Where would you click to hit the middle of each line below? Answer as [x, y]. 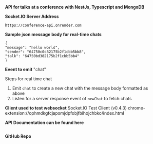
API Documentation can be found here [45, 123]
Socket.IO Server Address [32, 16]
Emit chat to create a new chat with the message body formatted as [80, 88]
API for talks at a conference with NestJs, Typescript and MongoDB [75, 7]
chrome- [136, 108]
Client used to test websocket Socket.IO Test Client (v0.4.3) [66, 108]
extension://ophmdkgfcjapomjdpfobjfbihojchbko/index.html [65, 113]
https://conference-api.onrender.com [43, 25]
